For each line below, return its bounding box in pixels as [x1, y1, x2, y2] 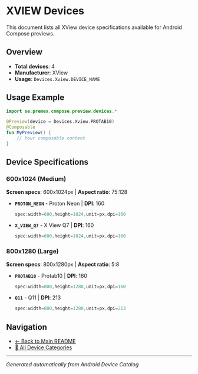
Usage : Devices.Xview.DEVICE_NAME [14, 75, 100, 82]
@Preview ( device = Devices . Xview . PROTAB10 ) [6, 119, 115, 125]
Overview [6, 47, 43, 57]
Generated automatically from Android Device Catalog [6, 361, 139, 368]
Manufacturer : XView [14, 69, 68, 76]
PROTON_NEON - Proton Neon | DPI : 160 [14, 200, 105, 207]
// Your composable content [16, 135, 85, 141]
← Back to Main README [14, 338, 76, 345]
